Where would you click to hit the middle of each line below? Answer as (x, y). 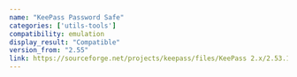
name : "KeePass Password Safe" (67, 17)
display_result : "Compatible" (65, 42)
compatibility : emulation (57, 34)
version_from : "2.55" (49, 50)
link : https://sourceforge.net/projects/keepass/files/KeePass (128, 58)
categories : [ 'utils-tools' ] (63, 26)
